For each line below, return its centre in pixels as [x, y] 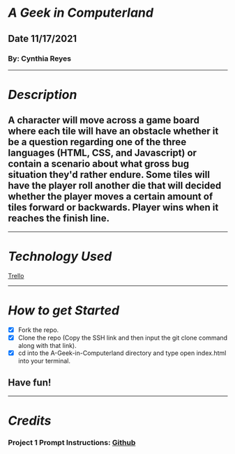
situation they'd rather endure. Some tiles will [109, 175]
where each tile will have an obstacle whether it [113, 131]
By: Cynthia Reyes [40, 59]
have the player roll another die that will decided [115, 186]
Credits [30, 421]
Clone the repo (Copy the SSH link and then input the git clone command [123, 338]
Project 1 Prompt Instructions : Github [72, 442]
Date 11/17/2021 [43, 39]
